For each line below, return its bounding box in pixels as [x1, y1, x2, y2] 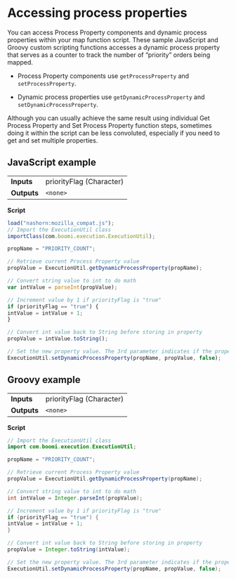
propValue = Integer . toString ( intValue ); [7, 546, 131, 553]
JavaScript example [7, 157, 97, 169]
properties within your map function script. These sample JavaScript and [7, 35, 219, 44]
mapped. [7, 58, 34, 66]
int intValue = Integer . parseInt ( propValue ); [7, 494, 143, 502]
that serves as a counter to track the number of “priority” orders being [7, 51, 211, 59]
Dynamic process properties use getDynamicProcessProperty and [17, 93, 205, 101]
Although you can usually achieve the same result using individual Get [7, 114, 211, 122]
